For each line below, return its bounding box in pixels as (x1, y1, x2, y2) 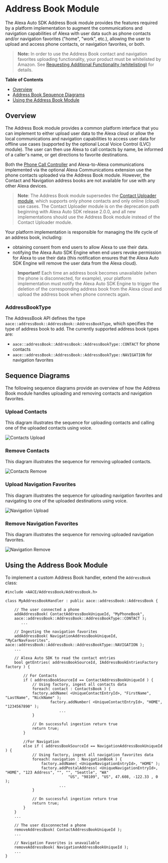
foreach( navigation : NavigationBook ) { (32, 756, 122, 762)
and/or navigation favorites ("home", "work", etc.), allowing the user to (5, 36, 150, 42)
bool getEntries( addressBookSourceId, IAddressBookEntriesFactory (14, 660, 158, 665)
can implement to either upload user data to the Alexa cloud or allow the (5, 130, 154, 136)
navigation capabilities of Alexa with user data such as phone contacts (5, 30, 151, 36)
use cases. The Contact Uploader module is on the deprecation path (17, 203, 159, 209)
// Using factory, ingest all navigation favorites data (32, 752, 154, 757)
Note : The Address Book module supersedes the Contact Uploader (17, 192, 157, 199)
